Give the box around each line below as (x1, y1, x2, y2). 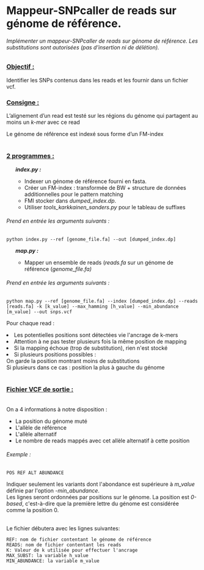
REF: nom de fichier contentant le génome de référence (6, 536, 151, 543)
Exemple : (6, 451, 32, 458)
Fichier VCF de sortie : (6, 385, 74, 394)
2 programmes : (6, 152, 55, 161)
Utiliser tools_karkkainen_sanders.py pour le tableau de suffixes (24, 203, 186, 211)
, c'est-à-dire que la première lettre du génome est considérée (22, 500, 179, 507)
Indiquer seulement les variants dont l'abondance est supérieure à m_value (6, 480, 195, 488)
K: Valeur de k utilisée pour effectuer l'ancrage (6, 547, 138, 553)
